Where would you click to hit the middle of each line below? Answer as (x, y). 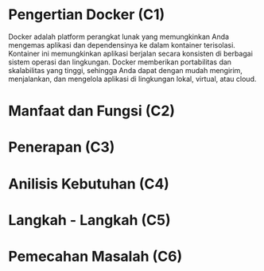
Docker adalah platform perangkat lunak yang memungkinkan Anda (118, 37)
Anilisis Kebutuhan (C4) (89, 184)
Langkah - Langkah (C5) (89, 220)
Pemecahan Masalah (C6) (95, 256)
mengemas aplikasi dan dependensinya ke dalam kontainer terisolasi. (122, 45)
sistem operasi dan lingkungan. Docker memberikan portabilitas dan (120, 62)
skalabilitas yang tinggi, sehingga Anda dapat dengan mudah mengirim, (125, 70)
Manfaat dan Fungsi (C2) (92, 111)
